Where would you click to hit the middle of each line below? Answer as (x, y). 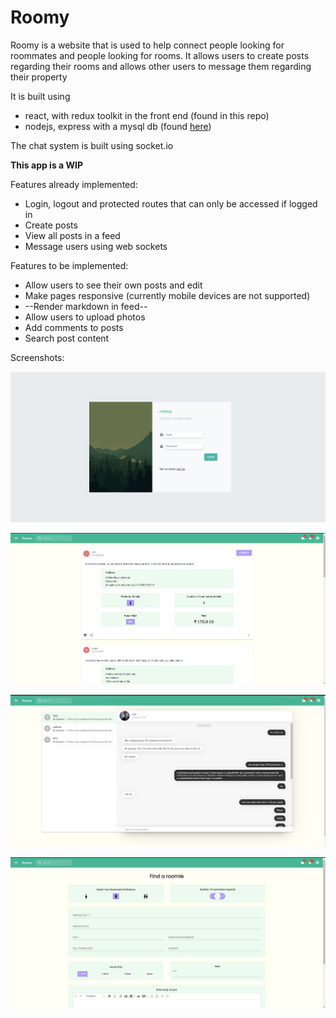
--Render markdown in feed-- (86, 306)
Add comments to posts (74, 327)
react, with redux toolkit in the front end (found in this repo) (147, 115)
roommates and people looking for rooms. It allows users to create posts (160, 55)
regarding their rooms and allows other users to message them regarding (161, 66)
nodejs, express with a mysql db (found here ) (118, 126)
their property (39, 77)
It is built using (40, 96)
